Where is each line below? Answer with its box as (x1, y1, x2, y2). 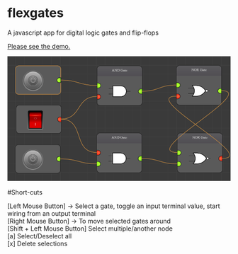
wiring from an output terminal (7, 209, 96, 217)
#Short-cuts (7, 187, 42, 196)
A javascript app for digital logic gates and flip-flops (7, 28, 159, 37)
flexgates (7, 5, 64, 21)
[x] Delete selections (7, 239, 68, 248)
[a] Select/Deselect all (7, 231, 72, 240)
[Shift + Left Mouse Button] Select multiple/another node (7, 224, 174, 233)
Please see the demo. (7, 42, 71, 50)
